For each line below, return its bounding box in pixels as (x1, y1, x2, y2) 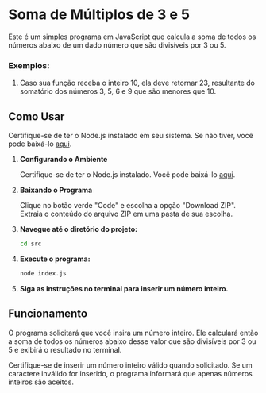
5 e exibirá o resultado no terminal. (8, 345, 122, 354)
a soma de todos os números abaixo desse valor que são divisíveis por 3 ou (8, 336, 256, 346)
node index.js (19, 269, 67, 277)
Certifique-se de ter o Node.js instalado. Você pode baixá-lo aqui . (19, 170, 236, 179)
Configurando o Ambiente (19, 155, 108, 164)
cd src (19, 240, 42, 248)
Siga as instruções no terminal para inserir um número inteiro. (19, 283, 229, 293)
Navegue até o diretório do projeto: (19, 225, 137, 234)
